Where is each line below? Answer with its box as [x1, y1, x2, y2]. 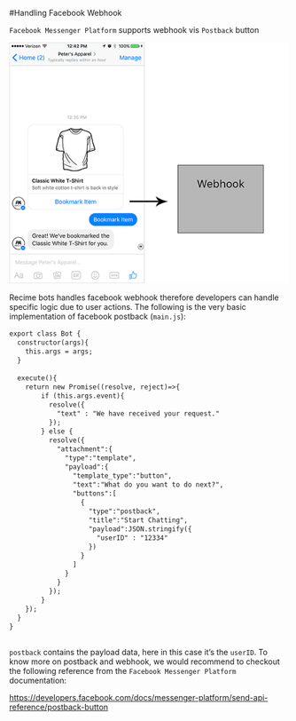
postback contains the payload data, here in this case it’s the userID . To [9, 647, 269, 658]
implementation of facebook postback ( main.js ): [9, 311, 186, 322]
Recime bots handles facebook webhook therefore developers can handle [9, 292, 279, 303]
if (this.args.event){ [41, 392, 125, 400]
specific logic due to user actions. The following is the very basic [9, 302, 246, 313]
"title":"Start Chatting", [88, 516, 189, 525]
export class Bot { [9, 329, 82, 338]
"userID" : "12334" [96, 534, 168, 543]
